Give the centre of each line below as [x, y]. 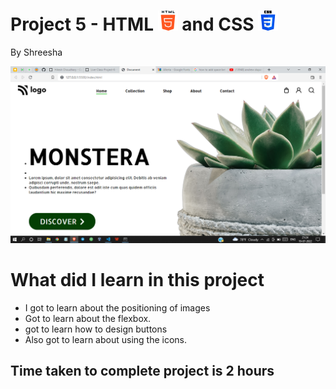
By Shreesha [36, 52]
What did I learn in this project [137, 280]
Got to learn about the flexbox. [88, 318]
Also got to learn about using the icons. [106, 339]
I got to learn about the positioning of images [117, 307]
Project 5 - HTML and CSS [132, 24]
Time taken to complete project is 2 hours [142, 371]
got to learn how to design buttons [96, 329]
